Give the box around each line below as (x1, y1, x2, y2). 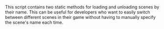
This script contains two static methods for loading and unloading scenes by (5, 4, 160, 10)
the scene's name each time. (5, 19, 64, 25)
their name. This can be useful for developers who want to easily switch (5, 9, 150, 15)
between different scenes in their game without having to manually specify (5, 14, 156, 20)
